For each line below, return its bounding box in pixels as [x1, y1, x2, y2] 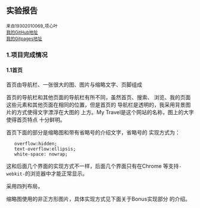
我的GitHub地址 [6, 29, 38, 35]
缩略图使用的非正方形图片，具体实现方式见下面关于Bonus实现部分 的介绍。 [6, 195, 191, 202]
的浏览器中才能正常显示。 [24, 170, 88, 177]
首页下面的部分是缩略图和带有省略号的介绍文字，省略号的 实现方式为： [6, 129, 180, 136]
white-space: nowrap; [14, 151, 68, 157]
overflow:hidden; [14, 140, 58, 146]
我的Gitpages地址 [6, 35, 42, 42]
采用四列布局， [6, 182, 43, 189]
